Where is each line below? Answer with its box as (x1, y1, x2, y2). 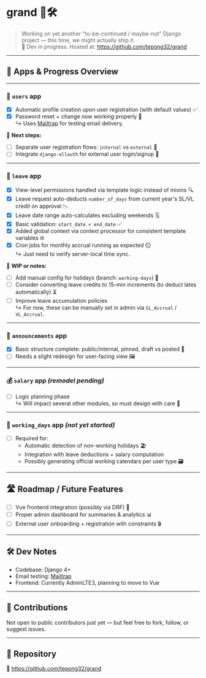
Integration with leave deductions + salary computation (24, 451, 164, 458)
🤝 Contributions (6, 603, 68, 613)
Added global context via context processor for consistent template (15, 227, 186, 234)
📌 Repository (6, 649, 57, 659)
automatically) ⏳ (15, 288, 57, 295)
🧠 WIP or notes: (6, 262, 47, 269)
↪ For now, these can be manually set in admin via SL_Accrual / (15, 303, 177, 311)
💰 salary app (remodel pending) (6, 376, 104, 385)
